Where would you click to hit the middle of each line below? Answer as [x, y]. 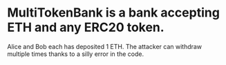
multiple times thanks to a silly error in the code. [75, 54]
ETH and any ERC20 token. [86, 27]
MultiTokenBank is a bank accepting [113, 13]
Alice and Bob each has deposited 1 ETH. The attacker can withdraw [105, 46]
